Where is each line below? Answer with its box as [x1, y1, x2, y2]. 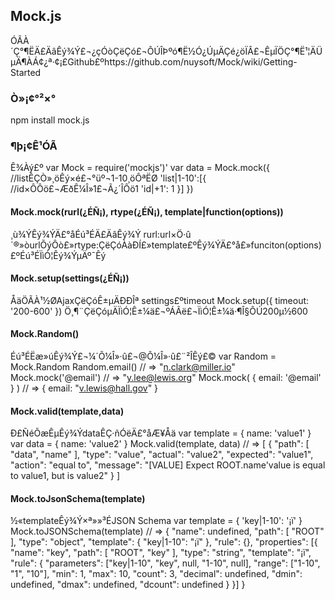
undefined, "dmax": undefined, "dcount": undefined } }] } [10, 579, 246, 591]
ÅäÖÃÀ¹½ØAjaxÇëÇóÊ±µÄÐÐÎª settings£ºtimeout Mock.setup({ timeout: [10, 294, 310, 306]
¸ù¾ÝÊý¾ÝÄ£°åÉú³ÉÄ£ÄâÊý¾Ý [10, 228, 142, 240]
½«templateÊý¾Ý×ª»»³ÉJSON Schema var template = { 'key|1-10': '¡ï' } [10, 515, 303, 527]
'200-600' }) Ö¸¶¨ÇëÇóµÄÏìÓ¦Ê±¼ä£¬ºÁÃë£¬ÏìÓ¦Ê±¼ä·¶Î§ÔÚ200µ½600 [10, 305, 308, 317]
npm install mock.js [10, 114, 90, 126]
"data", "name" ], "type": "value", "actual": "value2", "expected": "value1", [10, 449, 314, 461]
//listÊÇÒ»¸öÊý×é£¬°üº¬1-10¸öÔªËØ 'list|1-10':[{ [10, 172, 207, 184]
